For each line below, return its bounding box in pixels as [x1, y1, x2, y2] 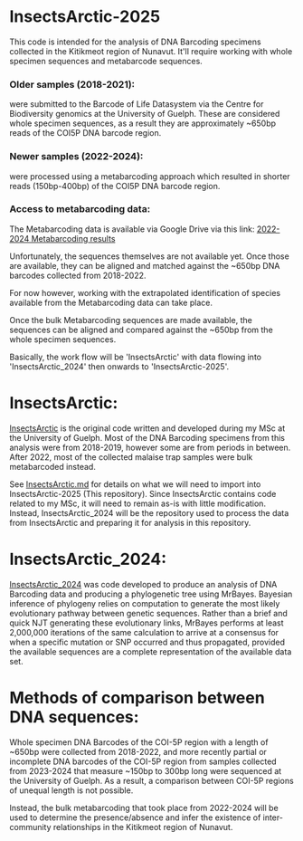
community [9, 821, 52, 832]
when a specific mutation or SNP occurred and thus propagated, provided [9, 636, 286, 647]
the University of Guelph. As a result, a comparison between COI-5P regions [9, 775, 294, 786]
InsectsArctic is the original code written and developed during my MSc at [9, 423, 286, 434]
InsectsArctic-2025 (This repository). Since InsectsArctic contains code [9, 488, 277, 499]
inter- [262, 812, 283, 823]
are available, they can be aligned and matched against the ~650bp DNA [9, 260, 280, 271]
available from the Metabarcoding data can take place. [9, 297, 213, 308]
